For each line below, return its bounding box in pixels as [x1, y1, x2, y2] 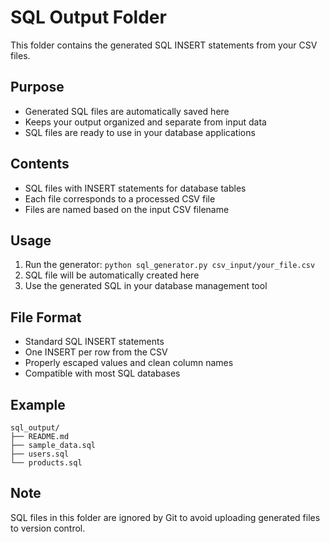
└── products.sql [10, 458, 83, 468]
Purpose [10, 79, 65, 96]
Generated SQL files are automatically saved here [24, 105, 230, 117]
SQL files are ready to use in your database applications [24, 126, 256, 138]
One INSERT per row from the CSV [24, 346, 168, 358]
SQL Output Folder [10, 6, 167, 29]
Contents [10, 156, 70, 173]
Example [10, 396, 66, 413]
